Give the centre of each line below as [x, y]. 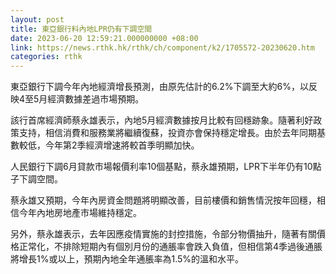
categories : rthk [46, 57]
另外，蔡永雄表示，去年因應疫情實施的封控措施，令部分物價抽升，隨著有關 [163, 234]
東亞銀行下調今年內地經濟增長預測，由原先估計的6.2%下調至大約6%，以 [159, 87]
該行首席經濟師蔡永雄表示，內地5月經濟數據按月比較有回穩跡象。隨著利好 [162, 120]
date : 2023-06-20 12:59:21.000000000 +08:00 [104, 38]
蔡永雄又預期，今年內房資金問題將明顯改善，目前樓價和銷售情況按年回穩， [163, 200]
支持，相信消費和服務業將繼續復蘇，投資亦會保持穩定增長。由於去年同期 [167, 133]
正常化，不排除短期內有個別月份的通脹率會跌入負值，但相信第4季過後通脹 [170, 247]
